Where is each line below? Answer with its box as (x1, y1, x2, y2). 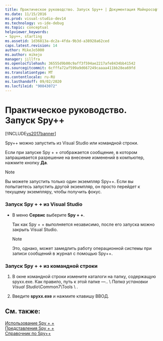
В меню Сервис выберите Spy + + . (12, 212, 85, 218)
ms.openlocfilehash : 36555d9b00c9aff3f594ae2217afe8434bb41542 (5, 61, 136, 66)
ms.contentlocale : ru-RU (5, 75, 55, 79)
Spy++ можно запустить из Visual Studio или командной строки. (5, 140, 139, 146)
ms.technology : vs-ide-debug (5, 20, 64, 26)
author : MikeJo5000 (5, 47, 45, 52)
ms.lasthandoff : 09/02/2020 (5, 79, 62, 84)
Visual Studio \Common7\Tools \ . (12, 284, 78, 290)
